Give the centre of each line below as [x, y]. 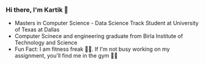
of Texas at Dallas [37, 29]
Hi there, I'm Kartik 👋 [37, 10]
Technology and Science [46, 43]
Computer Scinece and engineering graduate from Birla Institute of [99, 36]
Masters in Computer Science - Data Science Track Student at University [106, 23]
